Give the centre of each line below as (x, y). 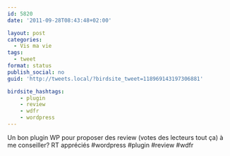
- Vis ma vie (33, 46)
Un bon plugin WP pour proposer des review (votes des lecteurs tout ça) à (115, 137)
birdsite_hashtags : (36, 91)
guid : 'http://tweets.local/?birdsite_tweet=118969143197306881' (105, 79)
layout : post (26, 33)
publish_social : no (36, 72)
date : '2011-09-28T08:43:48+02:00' (60, 20)
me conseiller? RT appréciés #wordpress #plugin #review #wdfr (101, 145)
